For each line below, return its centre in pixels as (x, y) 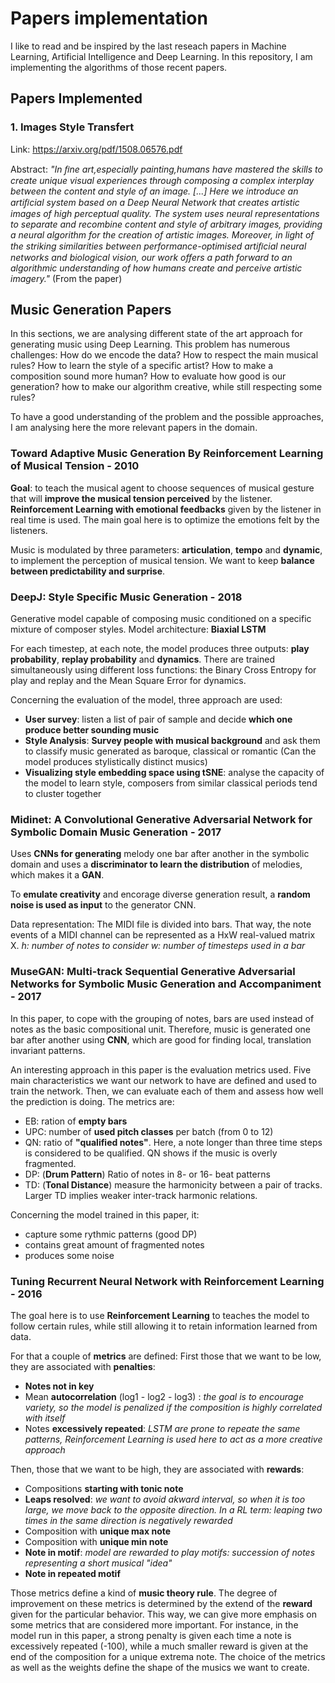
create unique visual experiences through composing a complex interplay (162, 180)
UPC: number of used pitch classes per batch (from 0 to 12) (149, 1131)
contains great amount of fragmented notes (114, 1244)
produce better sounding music (92, 730)
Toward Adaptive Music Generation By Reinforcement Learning (167, 454)
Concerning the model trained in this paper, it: (105, 1214)
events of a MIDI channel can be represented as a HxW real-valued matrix (163, 935)
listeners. (29, 530)
